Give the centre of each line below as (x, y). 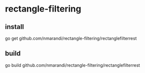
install (15, 27)
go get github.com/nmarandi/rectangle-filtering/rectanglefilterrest (71, 38)
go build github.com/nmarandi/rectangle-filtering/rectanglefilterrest (72, 65)
